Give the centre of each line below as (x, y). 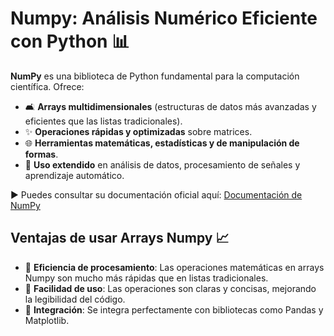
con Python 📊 (70, 41)
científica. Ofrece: (47, 86)
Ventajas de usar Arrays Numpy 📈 (120, 238)
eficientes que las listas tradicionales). (103, 121)
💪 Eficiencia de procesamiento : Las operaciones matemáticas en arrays (174, 267)
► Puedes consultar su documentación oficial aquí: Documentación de (156, 194)
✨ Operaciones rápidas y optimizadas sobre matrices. (138, 131)
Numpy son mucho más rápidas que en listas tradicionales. (146, 278)
